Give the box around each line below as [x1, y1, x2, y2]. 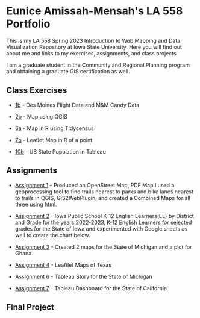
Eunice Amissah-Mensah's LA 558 [6, 4, 183, 18]
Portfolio [6, 17, 51, 31]
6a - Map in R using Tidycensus [14, 125, 95, 132]
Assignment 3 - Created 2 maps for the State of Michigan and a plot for [14, 243, 192, 251]
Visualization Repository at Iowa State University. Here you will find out [6, 43, 182, 51]
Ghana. [14, 249, 33, 257]
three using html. [14, 201, 57, 208]
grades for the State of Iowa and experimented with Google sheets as [14, 225, 188, 232]
